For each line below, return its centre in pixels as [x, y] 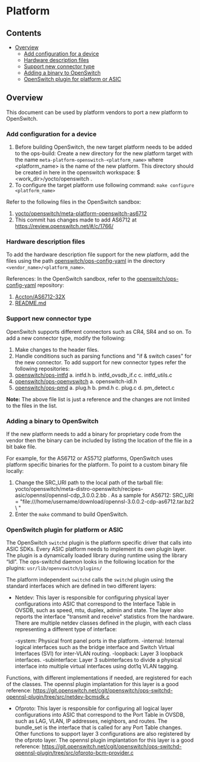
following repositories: [42, 368]
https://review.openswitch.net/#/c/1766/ [64, 226]
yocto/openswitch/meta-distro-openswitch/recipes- [79, 489]
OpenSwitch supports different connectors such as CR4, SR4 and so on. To [99, 331]
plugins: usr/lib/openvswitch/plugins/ [54, 568]
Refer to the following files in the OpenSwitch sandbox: [74, 202]
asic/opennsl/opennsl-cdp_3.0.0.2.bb [61, 495]
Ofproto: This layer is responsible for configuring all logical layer [94, 708]
